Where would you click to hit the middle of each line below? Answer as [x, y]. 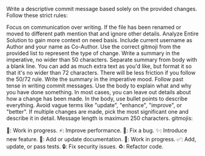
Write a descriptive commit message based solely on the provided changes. [102, 9]
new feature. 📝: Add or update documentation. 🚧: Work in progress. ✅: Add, [101, 139]
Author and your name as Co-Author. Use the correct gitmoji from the [94, 46]
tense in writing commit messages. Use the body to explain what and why [99, 86]
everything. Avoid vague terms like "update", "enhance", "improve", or [94, 105]
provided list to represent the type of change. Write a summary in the [93, 53]
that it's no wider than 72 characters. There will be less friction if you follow [101, 72]
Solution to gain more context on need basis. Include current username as [99, 40]
